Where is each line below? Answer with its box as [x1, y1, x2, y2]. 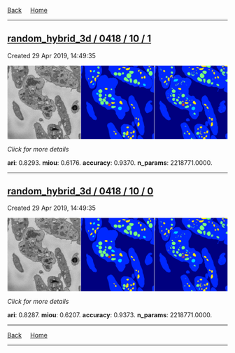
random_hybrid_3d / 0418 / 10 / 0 [7, 185, 154, 197]
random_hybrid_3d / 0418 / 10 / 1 [7, 33, 152, 45]
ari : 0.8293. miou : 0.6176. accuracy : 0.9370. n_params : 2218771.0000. [7, 158, 213, 167]
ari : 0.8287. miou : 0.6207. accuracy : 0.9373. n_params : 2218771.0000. [7, 311, 212, 319]
